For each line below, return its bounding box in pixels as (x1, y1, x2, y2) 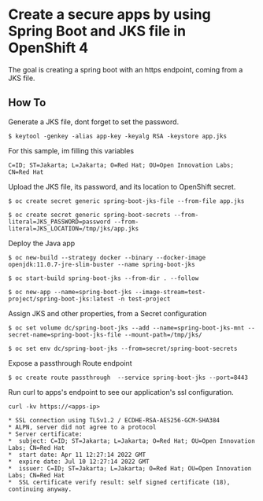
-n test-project (117, 295, 171, 303)
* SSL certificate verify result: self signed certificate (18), (8, 478, 231, 486)
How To (8, 96, 46, 109)
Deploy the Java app (8, 238, 76, 248)
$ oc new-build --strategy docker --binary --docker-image (8, 253, 206, 261)
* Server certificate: (8, 430, 83, 438)
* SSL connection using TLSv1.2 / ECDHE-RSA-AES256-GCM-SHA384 (8, 416, 220, 424)
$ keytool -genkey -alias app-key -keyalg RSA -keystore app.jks (8, 132, 227, 140)
